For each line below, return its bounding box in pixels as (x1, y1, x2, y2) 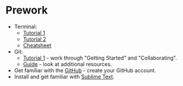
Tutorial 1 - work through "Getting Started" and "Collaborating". (23, 54, 177, 61)
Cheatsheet (23, 42, 52, 49)
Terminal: (14, 23, 37, 30)
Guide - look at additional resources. (23, 60, 113, 68)
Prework (5, 4, 48, 17)
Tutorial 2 (23, 35, 47, 42)
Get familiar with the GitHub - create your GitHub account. (14, 67, 156, 74)
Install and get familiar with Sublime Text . (14, 73, 115, 80)
